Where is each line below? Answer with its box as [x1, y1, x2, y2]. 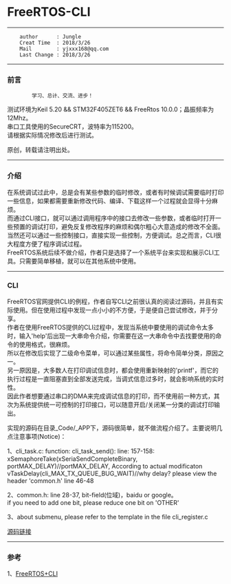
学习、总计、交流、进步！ [32, 92, 93, 100]
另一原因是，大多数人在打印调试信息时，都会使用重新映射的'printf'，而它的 [7, 366, 219, 374]
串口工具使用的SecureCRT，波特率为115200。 [7, 122, 137, 131]
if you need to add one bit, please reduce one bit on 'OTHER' [7, 498, 179, 506]
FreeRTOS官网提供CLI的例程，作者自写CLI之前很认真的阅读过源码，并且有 [7, 297, 218, 305]
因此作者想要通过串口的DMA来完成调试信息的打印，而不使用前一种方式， [7, 391, 214, 400]
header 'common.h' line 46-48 [7, 476, 94, 485]
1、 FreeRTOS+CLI [7, 570, 58, 578]
